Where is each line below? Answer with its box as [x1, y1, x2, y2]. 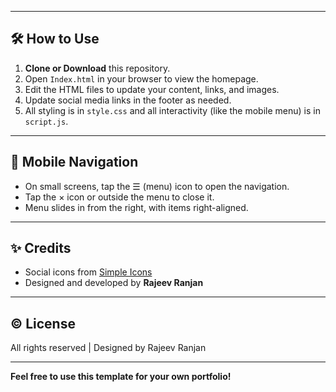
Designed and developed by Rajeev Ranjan [24, 277, 204, 289]
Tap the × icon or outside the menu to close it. [24, 191, 215, 203]
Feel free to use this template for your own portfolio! [10, 371, 232, 383]
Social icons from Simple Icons [24, 266, 153, 278]
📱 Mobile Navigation [10, 154, 139, 171]
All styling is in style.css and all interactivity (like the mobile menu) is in [24, 104, 321, 116]
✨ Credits [10, 240, 72, 257]
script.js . [24, 115, 69, 127]
